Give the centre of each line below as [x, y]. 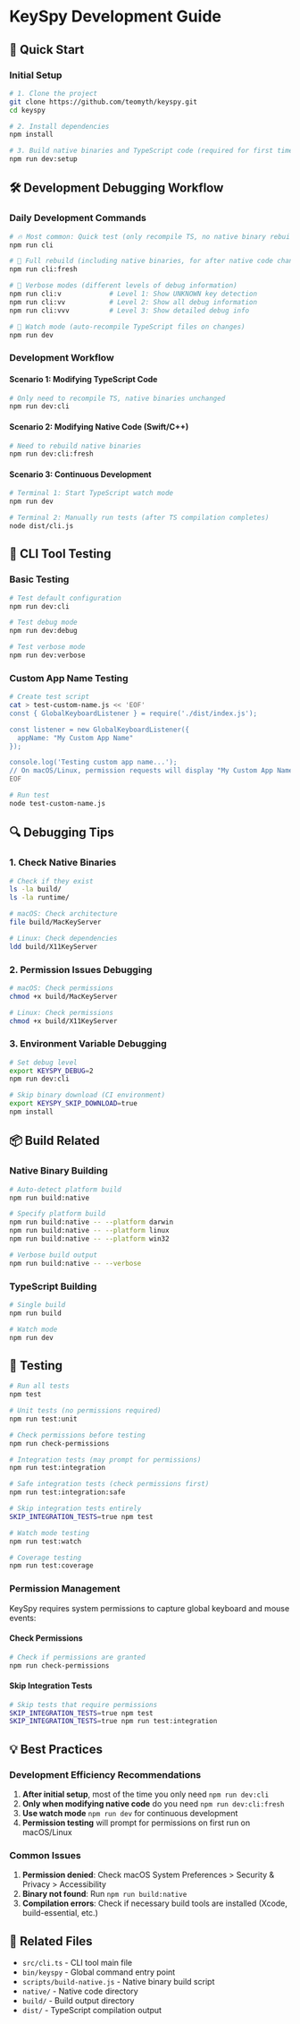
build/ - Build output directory [78, 2001]
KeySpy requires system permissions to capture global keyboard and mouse [150, 1608]
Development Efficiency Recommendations [105, 1774]
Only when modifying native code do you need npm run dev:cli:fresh [153, 1804]
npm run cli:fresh [43, 269]
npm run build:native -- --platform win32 [89, 1239]
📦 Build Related [54, 1141]
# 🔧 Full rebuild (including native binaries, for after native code [142, 261]
